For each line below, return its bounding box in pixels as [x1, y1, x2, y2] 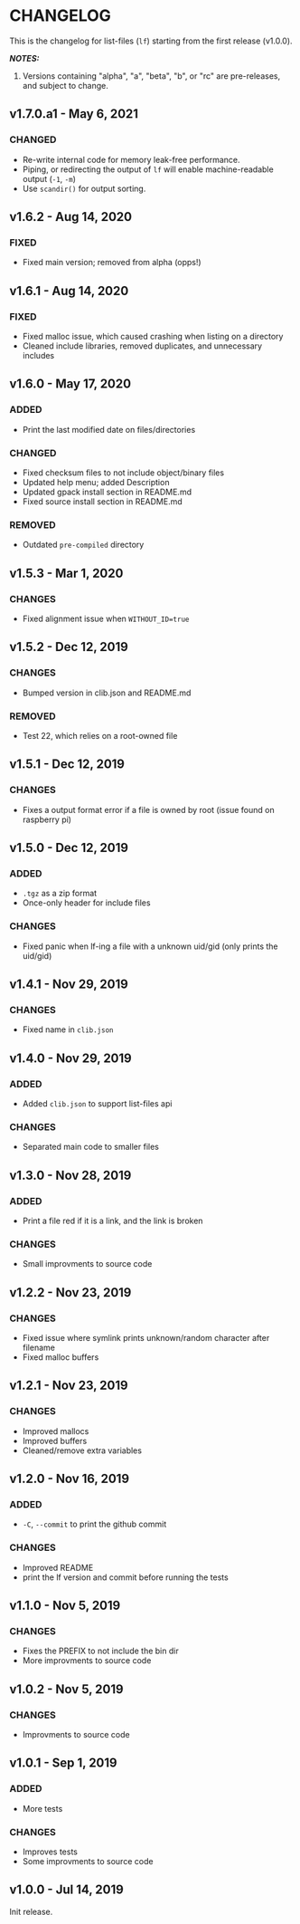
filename [22, 1342, 56, 1353]
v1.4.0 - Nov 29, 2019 [9, 1050, 133, 1066]
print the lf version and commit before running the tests [22, 1572, 229, 1583]
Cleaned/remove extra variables [22, 1445, 143, 1456]
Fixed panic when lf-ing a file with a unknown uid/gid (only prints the [22, 941, 278, 952]
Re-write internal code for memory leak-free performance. [22, 154, 241, 165]
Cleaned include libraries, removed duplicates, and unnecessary [22, 340, 263, 351]
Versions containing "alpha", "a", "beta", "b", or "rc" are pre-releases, [22, 70, 281, 81]
